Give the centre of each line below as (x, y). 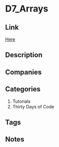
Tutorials (21, 101)
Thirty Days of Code (33, 106)
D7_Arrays (27, 9)
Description (24, 55)
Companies (23, 72)
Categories (23, 89)
